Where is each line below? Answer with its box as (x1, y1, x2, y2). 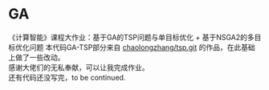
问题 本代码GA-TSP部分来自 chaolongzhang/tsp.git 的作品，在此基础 (29, 42, 255, 52)
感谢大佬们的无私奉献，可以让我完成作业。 (8, 62, 149, 72)
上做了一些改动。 (8, 52, 65, 62)
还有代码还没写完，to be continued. (8, 72, 126, 82)
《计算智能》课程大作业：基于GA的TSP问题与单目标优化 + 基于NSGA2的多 (8, 32, 255, 42)
